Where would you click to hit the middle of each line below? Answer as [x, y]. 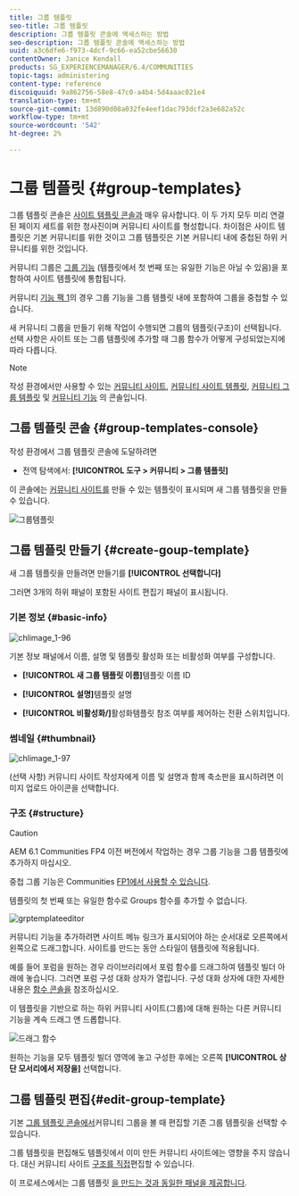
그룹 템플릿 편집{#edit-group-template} [117, 1099]
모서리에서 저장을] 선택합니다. [70, 1068]
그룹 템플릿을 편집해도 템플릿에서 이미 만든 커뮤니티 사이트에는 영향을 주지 [138, 1153]
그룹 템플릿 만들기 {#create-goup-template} [129, 550]
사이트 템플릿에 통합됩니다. [79, 278]
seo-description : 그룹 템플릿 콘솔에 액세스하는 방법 [97, 42]
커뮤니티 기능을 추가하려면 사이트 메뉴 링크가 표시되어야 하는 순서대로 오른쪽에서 [149, 937]
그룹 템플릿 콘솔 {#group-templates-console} [134, 428]
